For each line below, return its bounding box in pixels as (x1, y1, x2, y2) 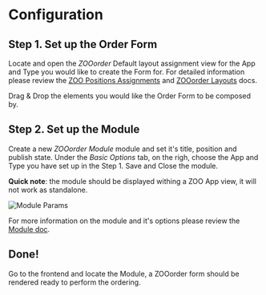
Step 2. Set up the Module (8, 122, 140, 137)
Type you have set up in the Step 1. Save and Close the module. (8, 161, 219, 170)
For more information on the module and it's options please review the (8, 216, 240, 225)
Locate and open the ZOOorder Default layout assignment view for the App (8, 58, 256, 68)
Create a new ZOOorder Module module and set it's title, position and (8, 144, 238, 153)
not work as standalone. (8, 185, 88, 194)
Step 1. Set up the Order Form (8, 38, 158, 51)
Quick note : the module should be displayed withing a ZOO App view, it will (8, 176, 256, 185)
